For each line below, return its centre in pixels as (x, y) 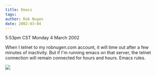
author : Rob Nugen (24, 19)
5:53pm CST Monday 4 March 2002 (42, 38)
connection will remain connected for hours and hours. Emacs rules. (75, 58)
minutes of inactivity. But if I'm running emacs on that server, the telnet (78, 53)
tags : (11, 14)
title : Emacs (19, 10)
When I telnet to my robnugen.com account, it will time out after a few (77, 47)
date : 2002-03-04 (23, 24)
